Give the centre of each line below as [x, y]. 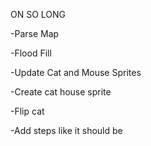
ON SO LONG [38, 14]
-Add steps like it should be [66, 130]
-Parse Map [35, 33]
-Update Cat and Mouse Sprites [76, 72]
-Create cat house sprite [61, 92]
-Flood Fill [31, 53]
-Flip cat [27, 111]
